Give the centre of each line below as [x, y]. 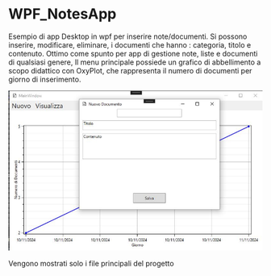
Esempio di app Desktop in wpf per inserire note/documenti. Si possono [128, 36]
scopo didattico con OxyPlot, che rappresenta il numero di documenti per [130, 70]
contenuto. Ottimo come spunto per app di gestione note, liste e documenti [133, 53]
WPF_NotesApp [63, 14]
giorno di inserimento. [45, 79]
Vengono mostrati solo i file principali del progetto [92, 263]
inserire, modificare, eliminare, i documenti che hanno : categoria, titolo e [130, 44]
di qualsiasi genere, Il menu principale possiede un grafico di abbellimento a [135, 62]
